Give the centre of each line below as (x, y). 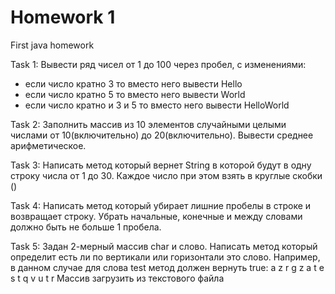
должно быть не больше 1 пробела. (86, 227)
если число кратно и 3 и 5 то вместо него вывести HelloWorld (157, 105)
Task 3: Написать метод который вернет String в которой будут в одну (161, 165)
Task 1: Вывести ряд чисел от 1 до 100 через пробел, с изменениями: (158, 64)
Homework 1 (63, 17)
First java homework (52, 45)
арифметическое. (48, 145)
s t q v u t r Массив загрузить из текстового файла (117, 278)
